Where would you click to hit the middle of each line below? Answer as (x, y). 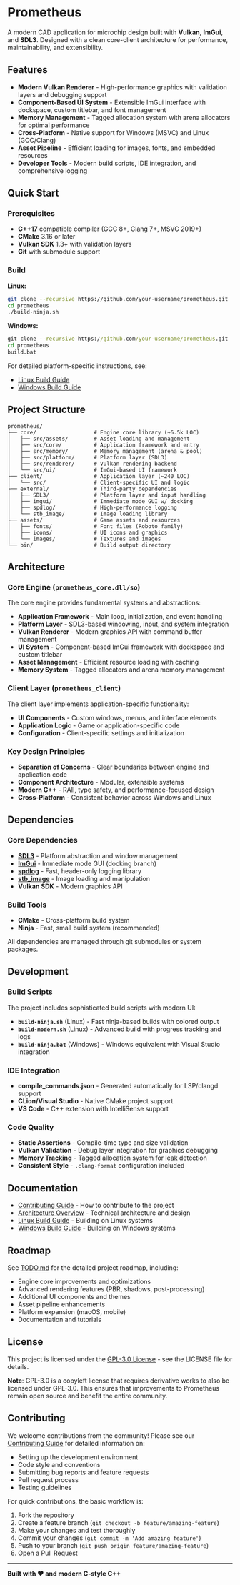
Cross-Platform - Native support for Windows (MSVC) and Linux (113, 132)
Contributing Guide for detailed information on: (76, 1443)
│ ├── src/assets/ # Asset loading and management (99, 439)
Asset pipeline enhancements (61, 1304)
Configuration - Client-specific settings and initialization (101, 732)
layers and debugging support (62, 94)
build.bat (22, 352)
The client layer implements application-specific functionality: (98, 704)
